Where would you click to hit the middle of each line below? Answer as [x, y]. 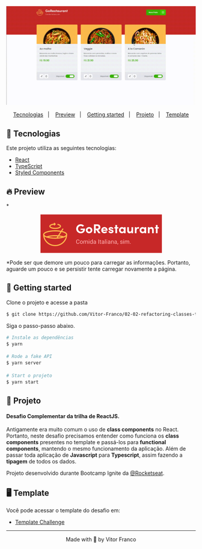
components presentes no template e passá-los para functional [86, 442]
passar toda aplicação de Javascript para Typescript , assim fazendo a [94, 455]
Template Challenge [40, 522]
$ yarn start [23, 382]
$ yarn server [24, 363]
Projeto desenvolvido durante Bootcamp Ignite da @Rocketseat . [85, 473]
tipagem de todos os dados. [41, 462]
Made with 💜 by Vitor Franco [101, 539]
